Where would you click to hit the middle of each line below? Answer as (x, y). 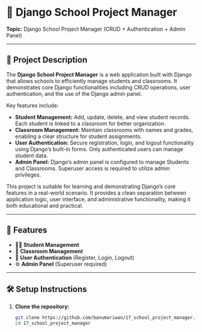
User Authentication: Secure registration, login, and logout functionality (104, 143)
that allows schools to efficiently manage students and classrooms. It (92, 81)
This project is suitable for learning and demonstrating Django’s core (91, 186)
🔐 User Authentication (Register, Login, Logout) (75, 257)
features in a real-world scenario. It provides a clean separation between (96, 193)
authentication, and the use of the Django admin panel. (74, 93)
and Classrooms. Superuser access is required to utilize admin (92, 168)
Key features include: (32, 105)
